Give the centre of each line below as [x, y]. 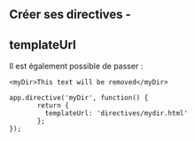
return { [53, 106]
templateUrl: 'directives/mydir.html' [117, 114]
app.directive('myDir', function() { [79, 98]
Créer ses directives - [70, 15]
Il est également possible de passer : [76, 67]
